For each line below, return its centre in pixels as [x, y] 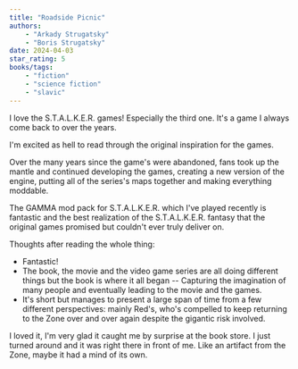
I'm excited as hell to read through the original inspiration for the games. [141, 145]
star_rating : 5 [37, 59]
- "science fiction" [63, 84]
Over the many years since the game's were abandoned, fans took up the [144, 162]
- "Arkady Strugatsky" [67, 34]
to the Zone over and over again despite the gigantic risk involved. [144, 318]
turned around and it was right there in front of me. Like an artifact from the [148, 345]
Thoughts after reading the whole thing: [82, 244]
